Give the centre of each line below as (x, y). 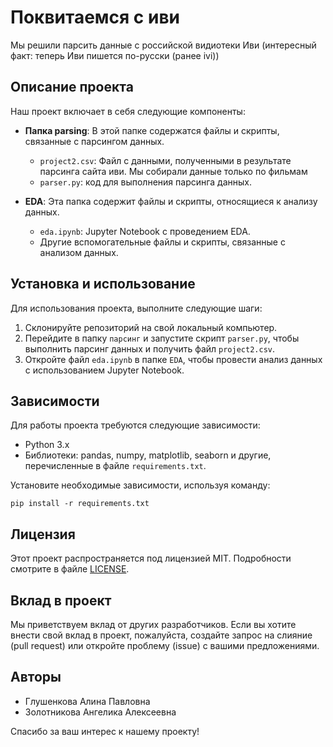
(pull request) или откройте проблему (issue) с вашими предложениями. (165, 645)
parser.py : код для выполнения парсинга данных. (146, 182)
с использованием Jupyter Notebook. (104, 370)
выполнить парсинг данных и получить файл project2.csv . (149, 348)
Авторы (36, 677)
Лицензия (43, 534)
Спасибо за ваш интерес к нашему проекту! (105, 731)
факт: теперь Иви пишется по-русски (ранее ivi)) (115, 55)
